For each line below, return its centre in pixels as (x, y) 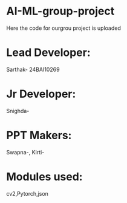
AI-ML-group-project (60, 11)
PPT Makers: (39, 136)
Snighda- (18, 111)
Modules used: (44, 177)
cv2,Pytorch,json (27, 193)
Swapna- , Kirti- (25, 152)
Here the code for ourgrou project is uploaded (63, 28)
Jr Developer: (41, 94)
